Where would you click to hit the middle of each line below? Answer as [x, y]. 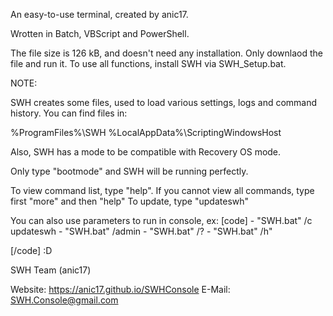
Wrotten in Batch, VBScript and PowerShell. [100, 33]
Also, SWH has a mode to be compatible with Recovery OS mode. [146, 152]
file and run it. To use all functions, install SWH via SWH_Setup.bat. [148, 63]
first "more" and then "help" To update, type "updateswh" [130, 201]
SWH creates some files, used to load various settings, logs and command [164, 102]
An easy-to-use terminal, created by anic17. [99, 14]
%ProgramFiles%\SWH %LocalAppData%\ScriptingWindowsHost [146, 132]
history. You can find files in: [69, 113]
